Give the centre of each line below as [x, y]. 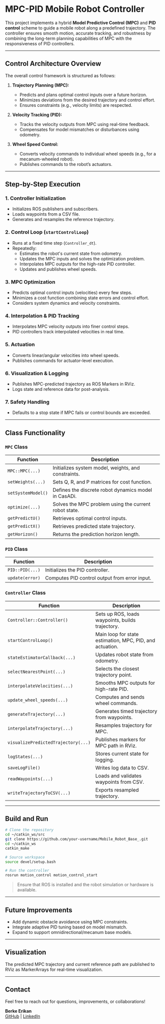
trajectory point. [114, 674]
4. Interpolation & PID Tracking [42, 316]
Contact [18, 990]
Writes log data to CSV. [122, 768]
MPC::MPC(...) [24, 471]
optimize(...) [24, 507]
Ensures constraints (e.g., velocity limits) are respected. [76, 105]
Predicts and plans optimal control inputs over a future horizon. [83, 95]
